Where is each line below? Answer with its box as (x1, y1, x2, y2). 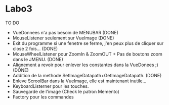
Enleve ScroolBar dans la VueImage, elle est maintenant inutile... (12, 78, 147, 84)
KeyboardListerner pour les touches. (12, 83, 89, 89)
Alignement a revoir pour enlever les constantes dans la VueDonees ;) (12, 62, 158, 68)
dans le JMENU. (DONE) (12, 56, 63, 62)
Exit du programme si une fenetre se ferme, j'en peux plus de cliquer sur (12, 40, 164, 46)
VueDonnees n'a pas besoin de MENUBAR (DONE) (12, 29, 119, 35)
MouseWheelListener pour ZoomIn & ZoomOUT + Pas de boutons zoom (12, 51, 163, 57)
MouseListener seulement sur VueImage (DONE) (12, 35, 114, 41)
